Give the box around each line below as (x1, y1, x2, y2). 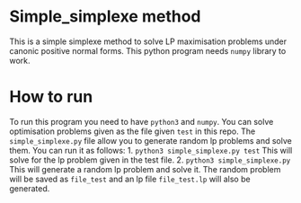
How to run (9, 87, 93, 107)
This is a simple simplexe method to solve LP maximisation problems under (9, 36, 288, 47)
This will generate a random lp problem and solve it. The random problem (9, 163, 281, 174)
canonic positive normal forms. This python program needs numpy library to (9, 45, 287, 56)
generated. (9, 182, 50, 194)
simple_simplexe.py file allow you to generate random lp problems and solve (9, 135, 292, 146)
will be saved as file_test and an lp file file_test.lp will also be (9, 173, 251, 184)
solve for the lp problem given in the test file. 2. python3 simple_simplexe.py (9, 154, 291, 165)
